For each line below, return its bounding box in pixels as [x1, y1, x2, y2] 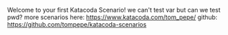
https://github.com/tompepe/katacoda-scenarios [7, 21, 147, 28]
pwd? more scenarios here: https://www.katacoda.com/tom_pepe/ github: [7, 13, 218, 21]
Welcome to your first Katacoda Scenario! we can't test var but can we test [7, 6, 221, 14]
